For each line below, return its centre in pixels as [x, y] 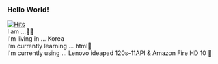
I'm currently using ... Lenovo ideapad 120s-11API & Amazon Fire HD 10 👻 [110, 53]
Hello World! [28, 10]
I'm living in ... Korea [36, 39]
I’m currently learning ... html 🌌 [50, 46]
